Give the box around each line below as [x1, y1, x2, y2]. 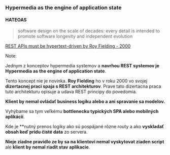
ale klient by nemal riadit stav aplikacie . [5, 144, 90, 150]
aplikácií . [5, 113, 25, 120]
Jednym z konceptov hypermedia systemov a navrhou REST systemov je [5, 63, 160, 69]
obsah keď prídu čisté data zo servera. [5, 129, 88, 135]
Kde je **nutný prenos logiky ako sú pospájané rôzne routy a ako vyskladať [5, 124, 164, 130]
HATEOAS [5, 17, 27, 23]
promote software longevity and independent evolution [17, 33, 133, 40]
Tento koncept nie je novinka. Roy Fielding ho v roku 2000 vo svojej [5, 78, 148, 84]
